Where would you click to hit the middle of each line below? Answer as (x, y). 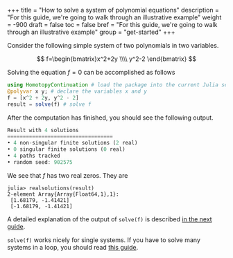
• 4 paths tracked (34, 156)
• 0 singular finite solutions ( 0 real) (67, 149)
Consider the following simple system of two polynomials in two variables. (113, 45)
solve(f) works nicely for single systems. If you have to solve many (104, 240)
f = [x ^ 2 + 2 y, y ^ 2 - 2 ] (43, 98)
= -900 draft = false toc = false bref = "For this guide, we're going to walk (112, 25)
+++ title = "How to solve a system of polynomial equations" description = (113, 10)
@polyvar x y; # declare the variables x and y (77, 91)
